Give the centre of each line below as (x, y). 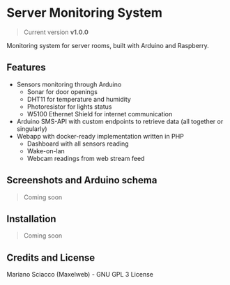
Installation (31, 218)
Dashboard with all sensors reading (78, 144)
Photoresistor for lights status (69, 107)
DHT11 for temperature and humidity (79, 99)
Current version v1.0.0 (56, 32)
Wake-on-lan (46, 151)
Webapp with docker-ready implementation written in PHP (100, 136)
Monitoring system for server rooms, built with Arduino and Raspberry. (108, 45)
